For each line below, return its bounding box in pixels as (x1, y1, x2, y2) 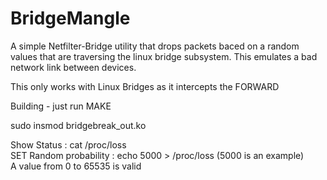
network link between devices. (10, 61, 137, 73)
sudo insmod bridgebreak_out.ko (10, 119, 147, 131)
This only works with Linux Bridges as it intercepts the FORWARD (10, 80, 280, 92)
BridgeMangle (10, 7, 131, 30)
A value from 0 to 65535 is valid (10, 160, 142, 172)
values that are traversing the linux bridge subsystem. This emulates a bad (10, 50, 318, 62)
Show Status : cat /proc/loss (10, 138, 127, 151)
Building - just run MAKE (10, 100, 112, 112)
